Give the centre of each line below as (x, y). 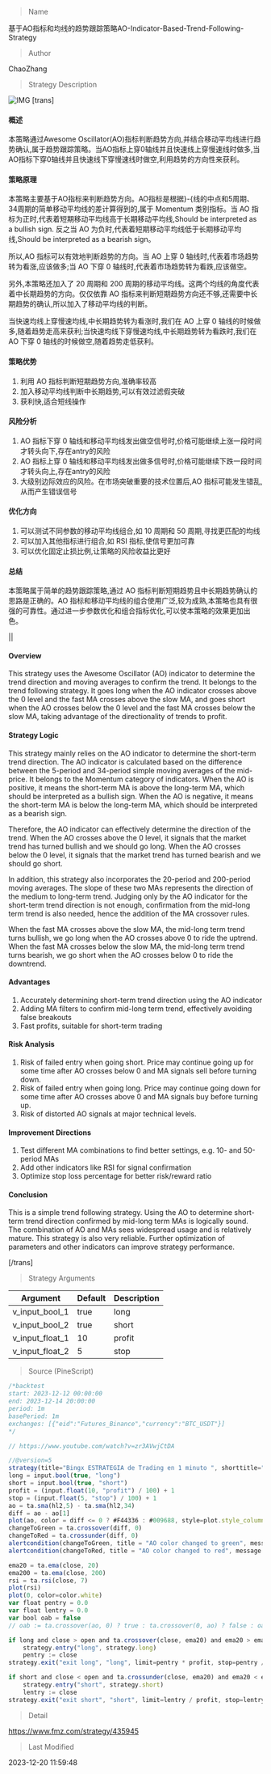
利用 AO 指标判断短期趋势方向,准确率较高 (88, 381)
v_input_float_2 (41, 1352)
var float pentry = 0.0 (48, 1603)
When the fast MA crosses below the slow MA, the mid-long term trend (127, 946)
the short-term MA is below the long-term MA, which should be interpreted (133, 805)
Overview (25, 655)
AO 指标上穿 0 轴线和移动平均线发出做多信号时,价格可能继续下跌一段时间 (141, 461)
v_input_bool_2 (41, 1325)
